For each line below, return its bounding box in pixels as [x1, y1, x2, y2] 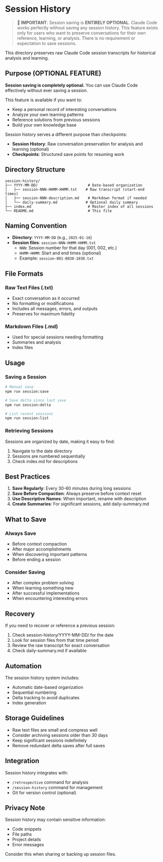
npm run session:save [5, 389, 49, 394]
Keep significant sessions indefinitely [12, 737, 87, 743]
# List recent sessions [5, 411, 54, 416]
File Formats [5, 269, 44, 278]
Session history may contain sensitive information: [5, 817, 106, 822]
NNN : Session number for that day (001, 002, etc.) [19, 245, 117, 251]
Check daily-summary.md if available [12, 648, 87, 654]
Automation [5, 662, 42, 670]
